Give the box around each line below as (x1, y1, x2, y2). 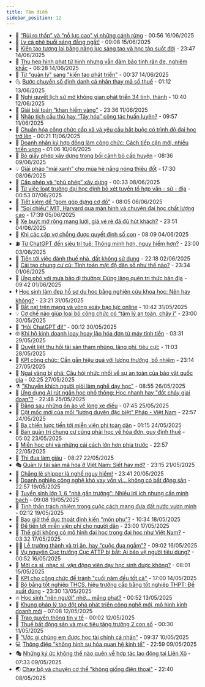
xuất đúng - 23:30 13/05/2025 (15, 587, 92, 595)
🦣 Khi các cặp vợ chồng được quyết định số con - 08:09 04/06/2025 (15, 230, 189, 238)
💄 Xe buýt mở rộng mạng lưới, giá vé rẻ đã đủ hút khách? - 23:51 (15, 218, 177, 225)
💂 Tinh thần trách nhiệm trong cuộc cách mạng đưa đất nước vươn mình (15, 502, 197, 510)
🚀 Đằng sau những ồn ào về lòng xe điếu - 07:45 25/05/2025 (15, 402, 170, 409)
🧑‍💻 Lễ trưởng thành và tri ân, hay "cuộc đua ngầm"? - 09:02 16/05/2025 (15, 541, 198, 549)
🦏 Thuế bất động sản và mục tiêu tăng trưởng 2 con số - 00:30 (15, 620, 174, 627)
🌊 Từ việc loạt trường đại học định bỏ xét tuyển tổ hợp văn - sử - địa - (15, 185, 191, 192)
